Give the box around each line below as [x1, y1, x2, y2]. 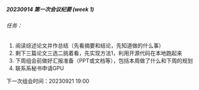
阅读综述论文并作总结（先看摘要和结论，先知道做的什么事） [15, 42, 164, 49]
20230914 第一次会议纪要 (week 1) [6, 5, 94, 13]
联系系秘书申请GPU [15, 64, 64, 72]
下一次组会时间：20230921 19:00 [6, 77, 90, 85]
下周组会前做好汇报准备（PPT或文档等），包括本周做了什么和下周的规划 [15, 57, 193, 64]
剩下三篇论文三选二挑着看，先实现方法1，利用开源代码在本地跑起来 [15, 49, 183, 57]
